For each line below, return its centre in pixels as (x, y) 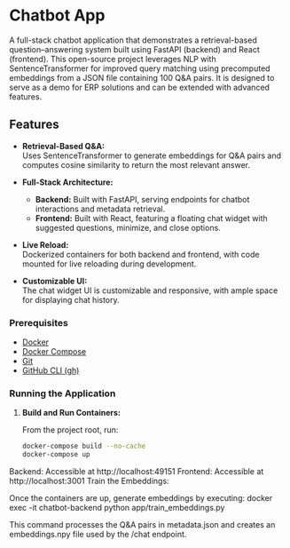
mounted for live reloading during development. (109, 264)
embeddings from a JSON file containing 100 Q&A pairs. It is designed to (142, 77)
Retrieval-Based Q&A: (63, 146)
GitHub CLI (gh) (51, 370)
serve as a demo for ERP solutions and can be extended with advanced (140, 87)
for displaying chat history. (71, 299)
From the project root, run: (70, 430)
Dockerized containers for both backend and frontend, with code (141, 254)
